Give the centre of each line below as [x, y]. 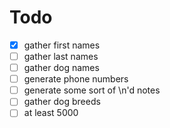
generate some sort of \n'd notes [92, 90]
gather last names [61, 56]
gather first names [62, 45]
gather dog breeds [62, 102]
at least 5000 [51, 113]
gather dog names [61, 68]
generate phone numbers [76, 79]
